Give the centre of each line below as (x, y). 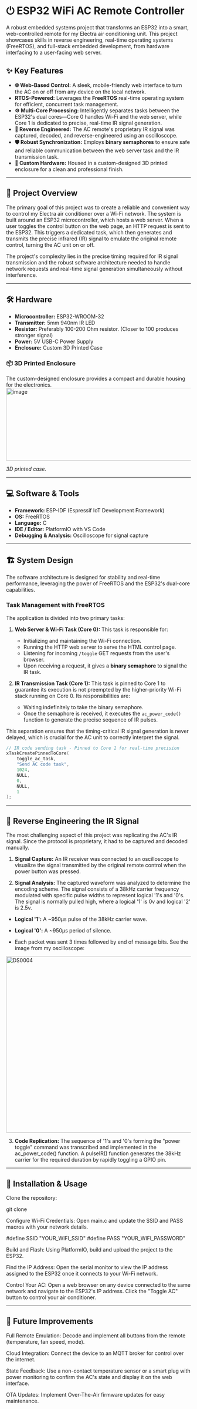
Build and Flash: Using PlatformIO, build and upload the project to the (89, 1249)
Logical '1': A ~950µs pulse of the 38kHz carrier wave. (81, 919)
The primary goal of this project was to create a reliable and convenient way (98, 207)
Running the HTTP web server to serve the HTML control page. (100, 647)
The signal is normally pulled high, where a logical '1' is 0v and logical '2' (102, 902)
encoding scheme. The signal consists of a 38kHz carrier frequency (97, 889)
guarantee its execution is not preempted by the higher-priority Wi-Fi (98, 689)
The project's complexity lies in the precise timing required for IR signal (92, 256)
